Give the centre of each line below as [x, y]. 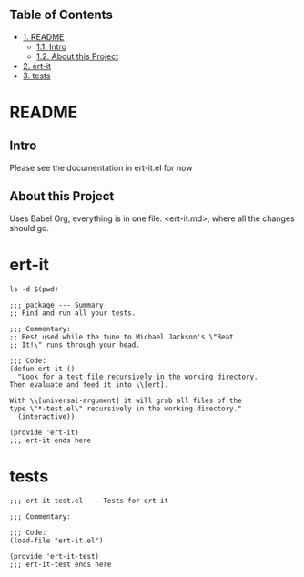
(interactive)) [46, 416]
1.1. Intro [51, 46]
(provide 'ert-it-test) [55, 556]
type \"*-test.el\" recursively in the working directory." [126, 409]
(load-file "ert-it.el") [56, 541]
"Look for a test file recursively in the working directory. [138, 377]
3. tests [36, 76]
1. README [43, 36]
